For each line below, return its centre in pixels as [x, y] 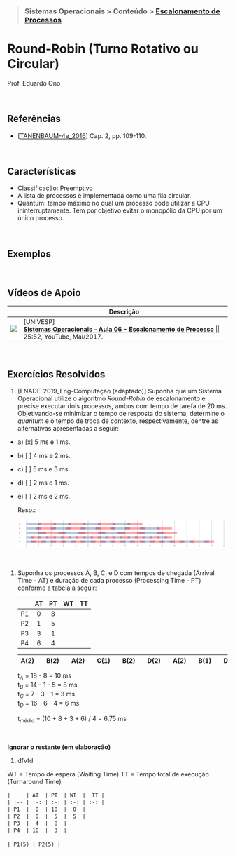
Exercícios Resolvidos [56, 374]
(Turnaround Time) [34, 782]
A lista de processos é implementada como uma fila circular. [104, 196]
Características [42, 171]
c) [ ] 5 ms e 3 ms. [43, 469]
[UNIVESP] [39, 321]
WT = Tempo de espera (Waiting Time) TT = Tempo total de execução [108, 774]
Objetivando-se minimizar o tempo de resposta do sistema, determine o [121, 414]
